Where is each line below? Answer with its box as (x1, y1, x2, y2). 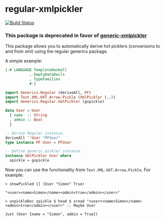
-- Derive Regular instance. (5, 130, 65, 136)
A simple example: (5, 58, 43, 64)
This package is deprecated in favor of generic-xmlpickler (5, 32, 147, 39)
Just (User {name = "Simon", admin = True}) (5, 212, 98, 217)
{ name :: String (9, 113, 48, 118)
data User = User (5, 108, 41, 113)
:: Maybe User (66, 203, 96, 208)
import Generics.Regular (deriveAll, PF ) (5, 90, 92, 95)
